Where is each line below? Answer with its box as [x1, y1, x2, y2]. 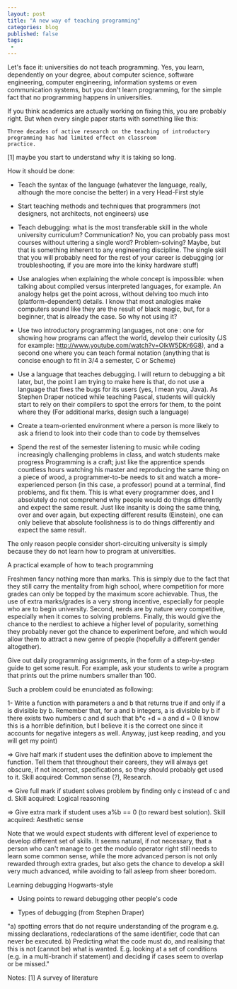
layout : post [7, 10, 46, 18]
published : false [7, 30, 59, 38]
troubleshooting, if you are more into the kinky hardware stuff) [17, 261, 200, 269]
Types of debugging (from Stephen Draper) [17, 908, 145, 917]
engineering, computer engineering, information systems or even [7, 78, 197, 86]
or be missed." [7, 960, 50, 968]
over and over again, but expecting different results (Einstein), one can [17, 510, 224, 519]
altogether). [7, 643, 42, 650]
